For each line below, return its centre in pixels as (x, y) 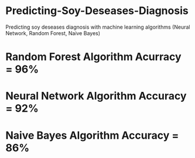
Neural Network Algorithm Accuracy (96, 96)
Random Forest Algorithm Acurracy (93, 57)
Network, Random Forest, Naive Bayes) (53, 33)
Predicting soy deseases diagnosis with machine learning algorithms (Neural (98, 27)
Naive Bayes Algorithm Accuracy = (92, 135)
